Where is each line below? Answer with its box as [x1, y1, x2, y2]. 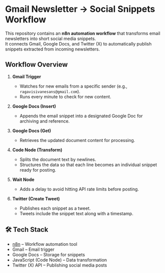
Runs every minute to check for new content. [19, 93, 112, 99]
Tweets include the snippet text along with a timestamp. [19, 210, 133, 216]
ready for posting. [19, 167, 56, 173]
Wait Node [12, 177, 35, 182]
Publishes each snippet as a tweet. [19, 205, 91, 211]
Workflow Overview [5, 60, 68, 69]
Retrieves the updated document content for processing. [19, 137, 135, 143]
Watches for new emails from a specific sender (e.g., [19, 83, 127, 89]
